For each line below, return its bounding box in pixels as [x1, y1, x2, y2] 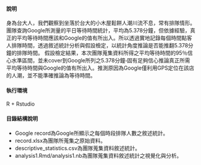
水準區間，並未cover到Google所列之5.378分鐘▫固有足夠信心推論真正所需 [11, 57, 191, 64]
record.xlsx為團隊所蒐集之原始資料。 [14, 137, 106, 144]
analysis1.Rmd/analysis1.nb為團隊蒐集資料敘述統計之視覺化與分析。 [14, 152, 182, 159]
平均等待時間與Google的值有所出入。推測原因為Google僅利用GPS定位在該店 [6, 64, 195, 71]
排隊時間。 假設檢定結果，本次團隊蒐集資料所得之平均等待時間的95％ [16, 49, 188, 56]
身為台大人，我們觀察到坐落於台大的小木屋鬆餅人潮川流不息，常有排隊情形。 [6, 19, 196, 26]
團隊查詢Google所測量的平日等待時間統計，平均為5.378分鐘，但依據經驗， [6, 27, 190, 34]
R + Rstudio [6, 100, 35, 107]
